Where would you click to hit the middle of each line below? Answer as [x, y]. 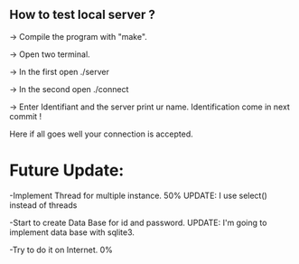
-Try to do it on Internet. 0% [61, 250]
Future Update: [67, 170]
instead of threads [43, 205]
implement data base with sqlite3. [72, 232]
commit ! [26, 116]
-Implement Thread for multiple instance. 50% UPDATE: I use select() [139, 195]
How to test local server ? [82, 15]
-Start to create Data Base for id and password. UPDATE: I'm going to [138, 222]
